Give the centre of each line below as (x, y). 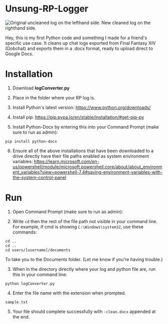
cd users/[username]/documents (38, 250)
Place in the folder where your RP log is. (54, 97)
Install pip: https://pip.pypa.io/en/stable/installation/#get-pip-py (78, 117)
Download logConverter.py (41, 88)
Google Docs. (19, 54)
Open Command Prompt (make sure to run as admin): (68, 211)
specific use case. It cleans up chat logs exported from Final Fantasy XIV (80, 43)
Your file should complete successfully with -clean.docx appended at (84, 311)
